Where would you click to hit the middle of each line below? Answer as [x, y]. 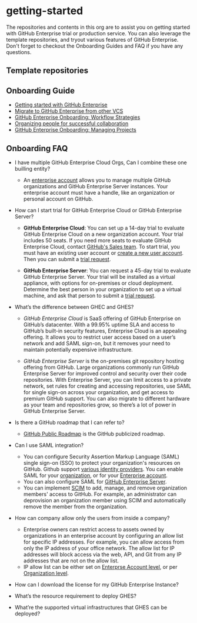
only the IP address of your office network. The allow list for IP [99, 548]
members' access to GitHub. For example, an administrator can [100, 494]
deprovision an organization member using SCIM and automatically [105, 500]
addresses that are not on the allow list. [71, 561]
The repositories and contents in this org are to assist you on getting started [98, 27]
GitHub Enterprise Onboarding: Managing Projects [75, 130]
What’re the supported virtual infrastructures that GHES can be [91, 607]
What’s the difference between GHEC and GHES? [74, 306]
